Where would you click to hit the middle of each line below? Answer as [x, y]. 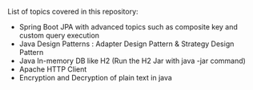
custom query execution [59, 35]
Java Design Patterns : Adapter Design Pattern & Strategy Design [127, 44]
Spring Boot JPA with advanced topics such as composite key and [128, 27]
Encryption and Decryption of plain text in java [96, 78]
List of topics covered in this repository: [73, 12]
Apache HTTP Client [53, 69]
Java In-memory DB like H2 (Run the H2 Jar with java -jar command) [132, 61]
